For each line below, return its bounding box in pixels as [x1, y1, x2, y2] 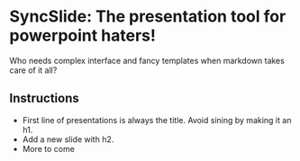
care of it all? [9, 65, 58, 76]
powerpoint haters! [9, 25, 156, 46]
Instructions [9, 91, 79, 106]
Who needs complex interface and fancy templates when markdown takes [9, 55, 286, 66]
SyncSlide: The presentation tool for [9, 6, 286, 27]
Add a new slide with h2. [22, 133, 114, 145]
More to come [22, 143, 75, 154]
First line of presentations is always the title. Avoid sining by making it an [22, 114, 292, 125]
